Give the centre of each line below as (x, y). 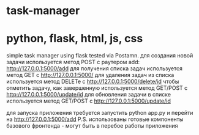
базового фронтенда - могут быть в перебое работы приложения (92, 126)
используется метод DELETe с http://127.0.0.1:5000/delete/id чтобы (93, 82)
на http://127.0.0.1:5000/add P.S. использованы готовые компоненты (95, 119)
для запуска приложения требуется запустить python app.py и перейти (100, 113)
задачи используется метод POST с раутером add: (73, 62)
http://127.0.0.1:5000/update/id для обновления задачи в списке (89, 95)
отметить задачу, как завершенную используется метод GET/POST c (97, 88)
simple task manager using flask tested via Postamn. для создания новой (100, 56)
